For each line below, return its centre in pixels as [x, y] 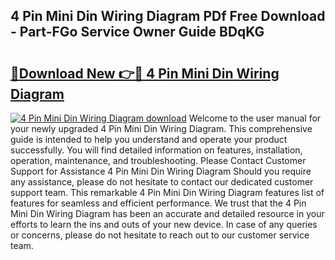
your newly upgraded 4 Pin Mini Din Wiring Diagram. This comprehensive [161, 128]
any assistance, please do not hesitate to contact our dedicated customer [162, 182]
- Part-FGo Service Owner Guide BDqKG [137, 32]
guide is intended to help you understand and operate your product [149, 139]
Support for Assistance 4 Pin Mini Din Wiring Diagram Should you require [161, 171]
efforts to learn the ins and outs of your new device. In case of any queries [164, 224]
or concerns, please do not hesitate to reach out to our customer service [160, 235]
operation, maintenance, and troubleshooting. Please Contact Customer [158, 160]
